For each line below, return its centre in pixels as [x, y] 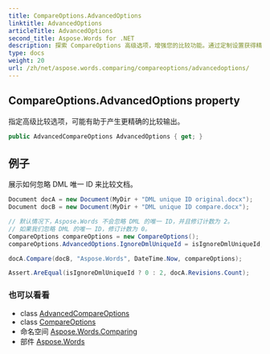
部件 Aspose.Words [52, 341]
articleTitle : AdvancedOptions [61, 31]
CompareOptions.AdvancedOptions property [124, 101]
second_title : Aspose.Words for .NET [72, 38]
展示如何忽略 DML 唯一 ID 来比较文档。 [73, 184]
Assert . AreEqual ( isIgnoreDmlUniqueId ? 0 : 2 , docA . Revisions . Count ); [129, 273]
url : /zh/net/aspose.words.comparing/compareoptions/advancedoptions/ [129, 68]
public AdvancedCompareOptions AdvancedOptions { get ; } [106, 136]
